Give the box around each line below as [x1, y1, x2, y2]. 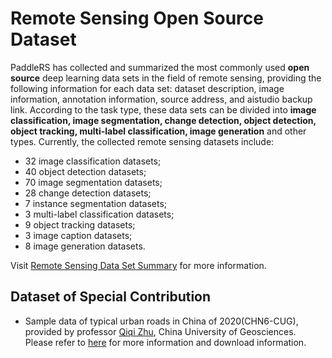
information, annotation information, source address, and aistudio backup [10, 93, 313, 105]
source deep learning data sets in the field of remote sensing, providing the [10, 72, 322, 84]
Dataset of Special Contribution [10, 288, 212, 306]
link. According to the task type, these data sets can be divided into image [10, 103, 317, 116]
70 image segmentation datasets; [24, 176, 163, 188]
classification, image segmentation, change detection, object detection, [10, 114, 317, 126]
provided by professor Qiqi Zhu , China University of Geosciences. [24, 325, 297, 337]
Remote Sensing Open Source [10, 7, 264, 30]
